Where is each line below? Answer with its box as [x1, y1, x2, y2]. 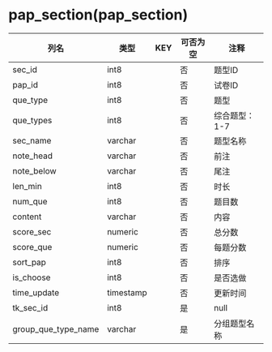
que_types [12, 114, 53, 126]
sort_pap [12, 256, 47, 268]
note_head [12, 150, 53, 161]
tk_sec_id [12, 302, 49, 313]
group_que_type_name [12, 323, 100, 334]
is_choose [12, 272, 51, 283]
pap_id [12, 79, 39, 90]
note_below [12, 165, 57, 176]
